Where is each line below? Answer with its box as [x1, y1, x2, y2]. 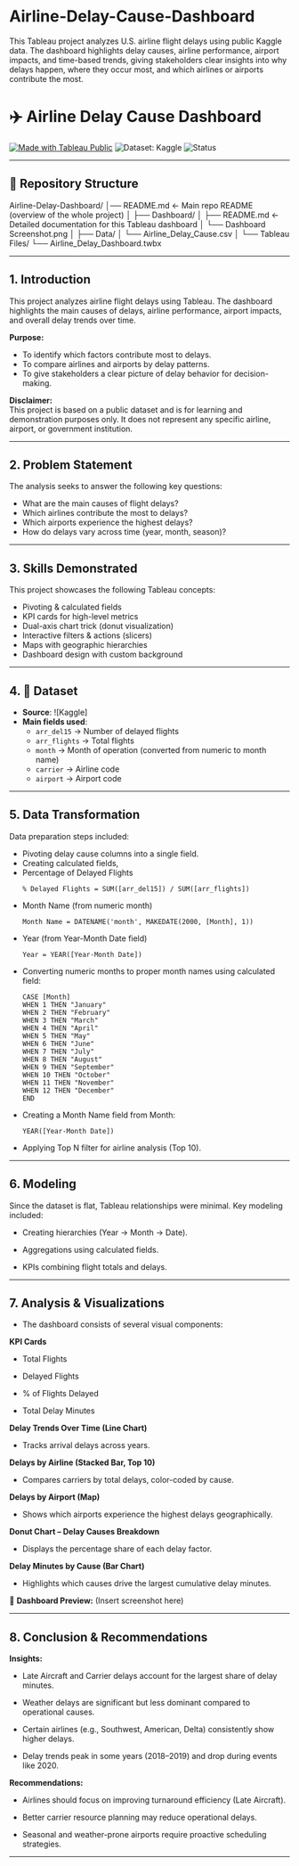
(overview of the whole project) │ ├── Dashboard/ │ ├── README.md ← [9, 209, 279, 220]
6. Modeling [9, 1176, 77, 1191]
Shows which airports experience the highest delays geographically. [21, 1509, 273, 1520]
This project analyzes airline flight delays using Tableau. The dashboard [9, 296, 273, 307]
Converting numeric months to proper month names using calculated [21, 965, 276, 977]
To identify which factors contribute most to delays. [21, 349, 212, 360]
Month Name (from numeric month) [21, 900, 153, 911]
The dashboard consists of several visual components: [21, 1319, 223, 1330]
